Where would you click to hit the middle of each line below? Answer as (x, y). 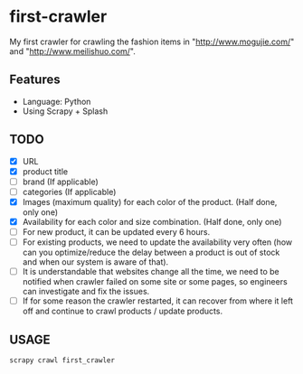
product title (45, 171)
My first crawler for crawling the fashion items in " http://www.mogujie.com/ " (152, 42)
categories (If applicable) (69, 192)
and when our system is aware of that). (95, 262)
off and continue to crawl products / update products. (123, 311)
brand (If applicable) (61, 182)
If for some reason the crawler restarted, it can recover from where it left (158, 301)
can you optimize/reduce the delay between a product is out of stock (151, 252)
